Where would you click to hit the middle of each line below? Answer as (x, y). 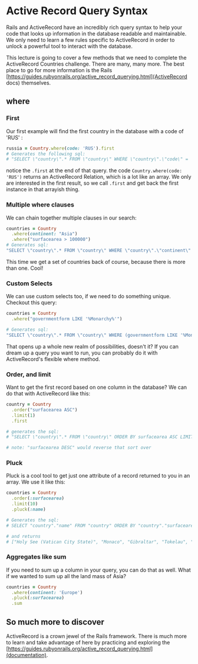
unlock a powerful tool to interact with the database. (70, 46)
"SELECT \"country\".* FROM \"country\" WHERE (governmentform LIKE (92, 335)
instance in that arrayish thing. (43, 189)
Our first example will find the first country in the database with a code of (95, 131)
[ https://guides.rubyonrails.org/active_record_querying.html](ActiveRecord (97, 76)
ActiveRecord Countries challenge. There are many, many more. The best (95, 64)
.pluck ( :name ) (29, 510)
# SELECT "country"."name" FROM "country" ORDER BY (71, 526)
